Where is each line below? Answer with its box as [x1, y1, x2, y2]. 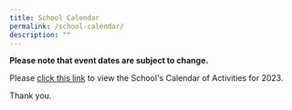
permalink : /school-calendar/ [9, 22, 125, 31]
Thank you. [9, 90, 52, 101]
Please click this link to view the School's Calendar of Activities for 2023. [9, 73, 284, 84]
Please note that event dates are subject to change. [9, 55, 209, 66]
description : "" [9, 30, 71, 39]
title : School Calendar [9, 13, 100, 23]
